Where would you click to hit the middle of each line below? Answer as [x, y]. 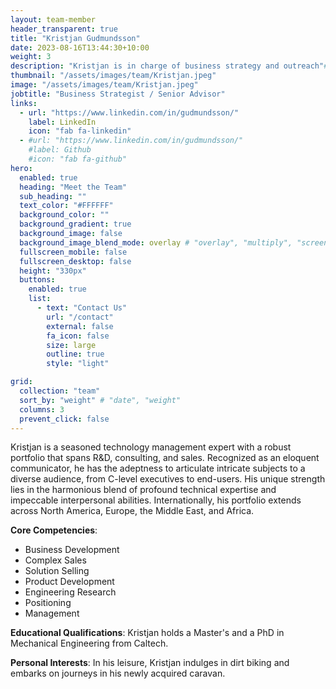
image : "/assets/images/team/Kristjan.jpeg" [104, 85]
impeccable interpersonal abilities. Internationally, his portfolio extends [156, 500]
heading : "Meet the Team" [73, 187]
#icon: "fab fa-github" [78, 159]
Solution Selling [57, 571]
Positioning [48, 603]
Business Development [72, 550]
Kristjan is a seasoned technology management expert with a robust [151, 447]
